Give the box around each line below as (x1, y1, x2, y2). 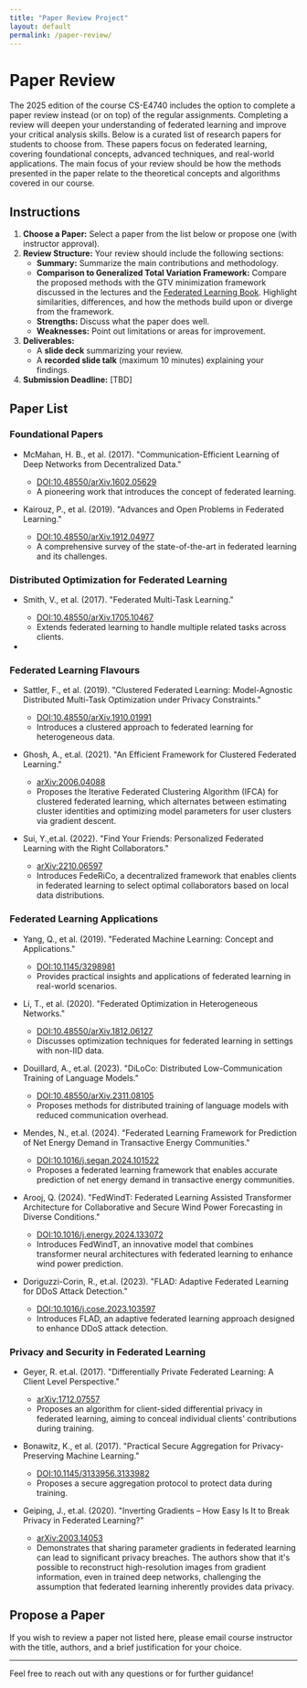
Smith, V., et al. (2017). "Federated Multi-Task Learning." (22, 594, 235, 605)
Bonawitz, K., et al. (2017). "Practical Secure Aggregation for (22, 1441, 251, 1451)
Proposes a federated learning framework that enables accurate (36, 1164, 279, 1175)
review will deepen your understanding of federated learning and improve (9, 120, 287, 131)
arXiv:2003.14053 (36, 1533, 103, 1544)
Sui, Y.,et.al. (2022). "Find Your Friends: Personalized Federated (22, 833, 264, 844)
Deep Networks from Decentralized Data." (22, 458, 182, 469)
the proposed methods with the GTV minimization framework (36, 277, 267, 288)
